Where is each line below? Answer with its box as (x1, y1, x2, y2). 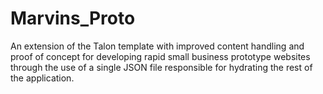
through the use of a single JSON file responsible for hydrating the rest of (10, 61, 313, 73)
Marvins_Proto (10, 7, 136, 30)
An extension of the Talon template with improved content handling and (10, 40, 305, 52)
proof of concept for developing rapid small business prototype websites (10, 50, 311, 62)
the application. (10, 72, 75, 84)
